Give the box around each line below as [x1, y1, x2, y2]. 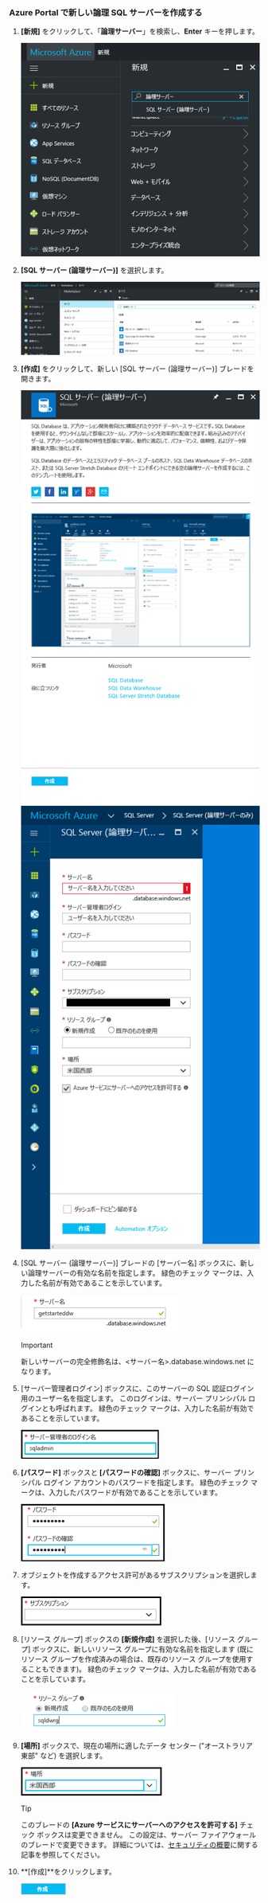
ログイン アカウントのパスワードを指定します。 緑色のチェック [43, 1477, 249, 1487]
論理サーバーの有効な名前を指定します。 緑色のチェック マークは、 [27, 1268, 247, 1277]
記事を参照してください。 [20, 1850, 104, 1859]
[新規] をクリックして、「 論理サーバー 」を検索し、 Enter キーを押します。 [20, 26, 259, 37]
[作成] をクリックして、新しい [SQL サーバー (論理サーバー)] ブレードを [20, 364, 254, 373]
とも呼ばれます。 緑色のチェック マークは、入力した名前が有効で [41, 1403, 254, 1413]
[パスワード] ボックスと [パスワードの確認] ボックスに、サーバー [20, 1467, 232, 1477]
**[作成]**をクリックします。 [20, 1866, 116, 1876]
